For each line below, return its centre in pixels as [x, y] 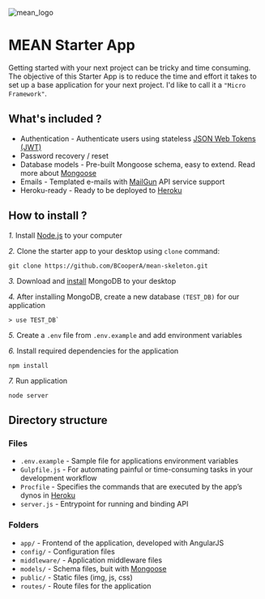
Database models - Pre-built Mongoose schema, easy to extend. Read [137, 164]
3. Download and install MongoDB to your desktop [92, 280]
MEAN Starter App [72, 45]
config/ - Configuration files [67, 551]
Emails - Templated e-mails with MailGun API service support [122, 182]
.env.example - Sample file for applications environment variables [129, 461]
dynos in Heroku [47, 495]
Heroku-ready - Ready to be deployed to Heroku [101, 190]
